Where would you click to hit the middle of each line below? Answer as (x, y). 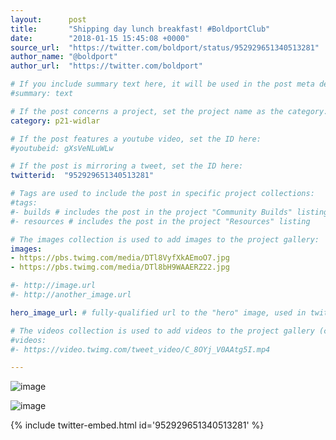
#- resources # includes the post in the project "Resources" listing (160, 221)
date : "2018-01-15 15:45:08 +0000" (100, 38)
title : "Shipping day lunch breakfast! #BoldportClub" (140, 29)
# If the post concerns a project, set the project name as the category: (169, 111)
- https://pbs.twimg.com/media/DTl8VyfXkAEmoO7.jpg (120, 258)
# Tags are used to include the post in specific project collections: (162, 194)
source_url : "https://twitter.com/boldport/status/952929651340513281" (165, 47)
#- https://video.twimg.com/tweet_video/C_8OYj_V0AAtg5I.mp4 (140, 349)
